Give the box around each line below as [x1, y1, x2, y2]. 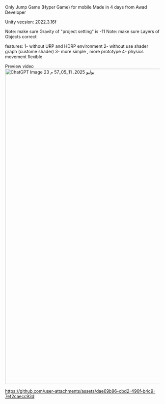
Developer [5, 9, 26, 15]
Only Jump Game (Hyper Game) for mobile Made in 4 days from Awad [5, 4, 147, 10]
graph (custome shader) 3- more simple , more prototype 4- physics [5, 49, 144, 54]
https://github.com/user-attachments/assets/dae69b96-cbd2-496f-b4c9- [5, 388, 156, 394]
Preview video [5, 64, 34, 69]
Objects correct [5, 34, 37, 39]
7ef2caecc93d [5, 394, 35, 399]
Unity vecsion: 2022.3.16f [5, 19, 56, 25]
